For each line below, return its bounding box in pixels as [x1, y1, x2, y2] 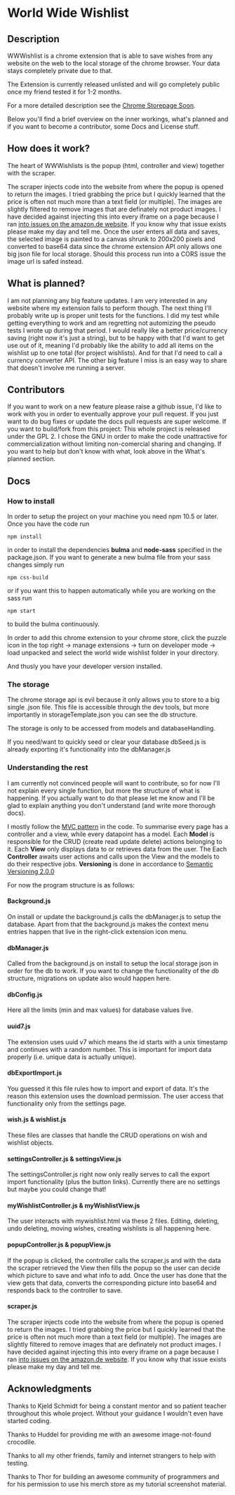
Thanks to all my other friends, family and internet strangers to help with [7, 1451, 216, 1460]
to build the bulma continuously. [7, 620, 100, 629]
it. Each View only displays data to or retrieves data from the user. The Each [7, 845, 227, 853]
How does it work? [7, 143, 90, 155]
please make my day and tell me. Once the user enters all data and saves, [7, 227, 220, 236]
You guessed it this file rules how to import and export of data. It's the [7, 1084, 209, 1093]
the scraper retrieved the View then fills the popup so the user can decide [7, 1264, 221, 1272]
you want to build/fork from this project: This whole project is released [7, 425, 210, 433]
